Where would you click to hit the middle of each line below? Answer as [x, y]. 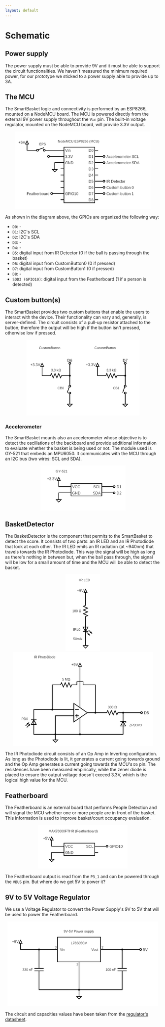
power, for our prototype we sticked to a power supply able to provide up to [82, 76]
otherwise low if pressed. [31, 333]
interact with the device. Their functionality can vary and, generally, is [76, 317]
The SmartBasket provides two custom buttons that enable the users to [77, 312]
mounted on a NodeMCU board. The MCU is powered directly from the [77, 114]
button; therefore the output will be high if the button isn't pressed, [73, 328]
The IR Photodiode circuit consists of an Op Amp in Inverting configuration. [81, 754]
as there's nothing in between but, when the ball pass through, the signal [79, 557]
